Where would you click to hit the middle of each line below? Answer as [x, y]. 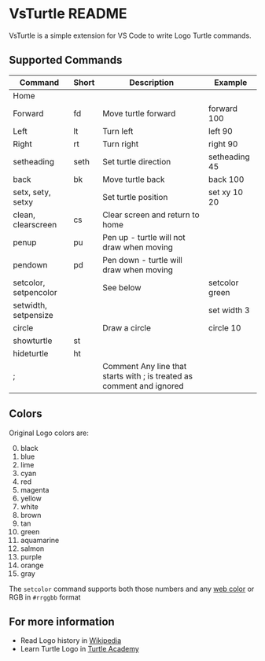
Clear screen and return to [151, 215]
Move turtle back [134, 179]
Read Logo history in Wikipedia [71, 641]
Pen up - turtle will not [144, 237]
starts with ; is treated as [148, 376]
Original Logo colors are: [49, 433]
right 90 [223, 144]
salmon [32, 548]
